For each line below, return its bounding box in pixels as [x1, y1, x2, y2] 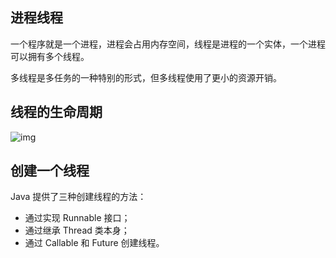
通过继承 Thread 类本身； [24, 224, 130, 237]
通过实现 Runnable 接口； [24, 212, 131, 224]
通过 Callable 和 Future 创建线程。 [24, 237, 165, 249]
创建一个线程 [10, 163, 90, 180]
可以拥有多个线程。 [10, 50, 90, 62]
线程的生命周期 [10, 104, 103, 121]
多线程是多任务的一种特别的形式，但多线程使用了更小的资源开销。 [10, 71, 282, 83]
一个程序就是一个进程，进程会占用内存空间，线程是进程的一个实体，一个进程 [10, 38, 326, 50]
